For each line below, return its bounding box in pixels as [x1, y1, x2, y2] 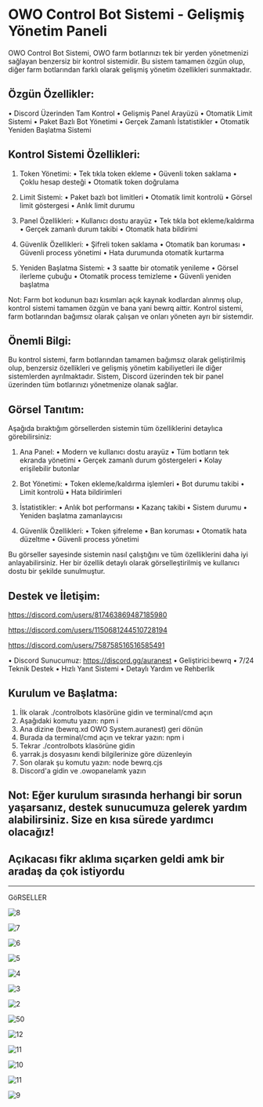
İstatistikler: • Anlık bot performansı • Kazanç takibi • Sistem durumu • [19, 502, 248, 512]
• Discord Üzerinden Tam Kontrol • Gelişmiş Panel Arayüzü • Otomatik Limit [8, 108, 253, 118]
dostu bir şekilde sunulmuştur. [8, 567, 106, 576]
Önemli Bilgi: [8, 334, 72, 347]
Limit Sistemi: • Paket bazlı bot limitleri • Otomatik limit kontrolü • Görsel [19, 192, 253, 202]
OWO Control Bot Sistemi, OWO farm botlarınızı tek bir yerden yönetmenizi [8, 48, 249, 57]
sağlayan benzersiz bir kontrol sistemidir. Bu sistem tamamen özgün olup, [8, 57, 245, 66]
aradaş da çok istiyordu [8, 864, 125, 878]
